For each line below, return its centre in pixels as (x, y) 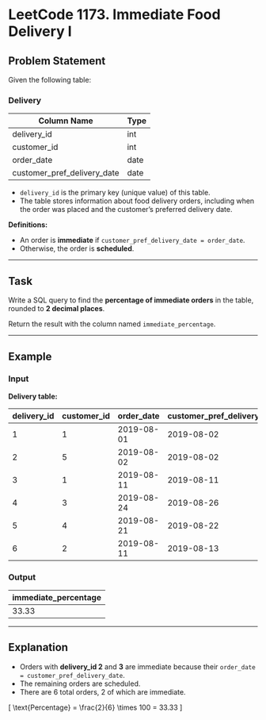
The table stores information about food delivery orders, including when (137, 201)
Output (22, 577)
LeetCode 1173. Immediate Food (114, 15)
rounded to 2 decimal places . (57, 309)
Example (30, 356)
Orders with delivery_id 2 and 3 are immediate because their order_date (137, 666)
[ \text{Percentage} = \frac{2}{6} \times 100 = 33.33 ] (95, 707)
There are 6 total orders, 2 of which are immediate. (103, 691)
